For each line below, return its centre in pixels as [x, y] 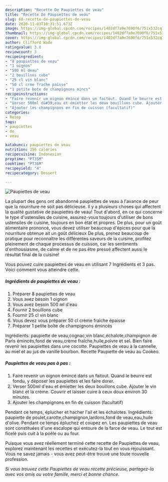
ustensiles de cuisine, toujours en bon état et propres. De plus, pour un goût [83, 223]
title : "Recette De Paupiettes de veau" [48, 15]
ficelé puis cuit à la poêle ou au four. [42, 434]
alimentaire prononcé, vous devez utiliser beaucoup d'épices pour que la [80, 228]
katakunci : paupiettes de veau [38, 145]
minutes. [21, 397]
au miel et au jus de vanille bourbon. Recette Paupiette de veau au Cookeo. [82, 351]
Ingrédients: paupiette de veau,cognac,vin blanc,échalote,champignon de [81, 336]
